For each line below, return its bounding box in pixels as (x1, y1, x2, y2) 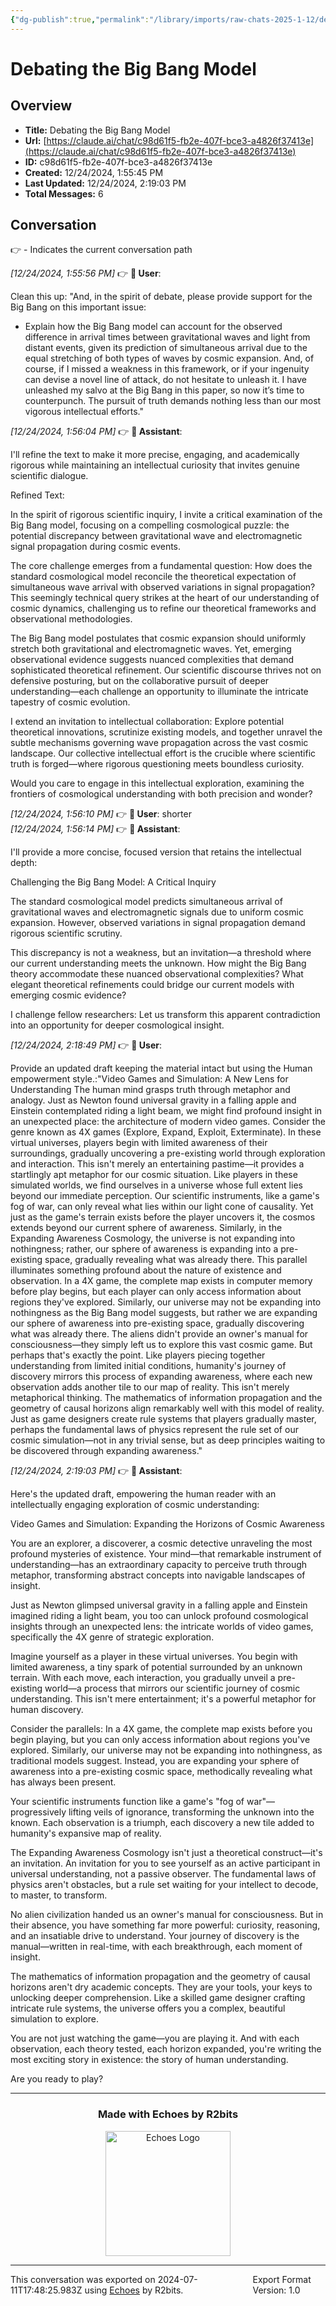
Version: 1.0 (252, 2284, 301, 2296)
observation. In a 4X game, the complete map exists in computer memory (10, 1275, 313, 1287)
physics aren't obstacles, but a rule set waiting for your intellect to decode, (10, 1879, 319, 1891)
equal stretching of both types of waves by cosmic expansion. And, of (24, 352, 315, 365)
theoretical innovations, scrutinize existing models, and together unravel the (10, 726, 323, 738)
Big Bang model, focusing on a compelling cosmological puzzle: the (10, 519, 290, 531)
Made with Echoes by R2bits (97, 2107, 239, 2121)
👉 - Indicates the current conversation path (10, 244, 193, 256)
